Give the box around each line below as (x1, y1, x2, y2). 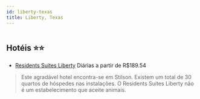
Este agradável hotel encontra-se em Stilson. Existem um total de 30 (21, 74, 192, 81)
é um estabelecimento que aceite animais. (21, 86, 126, 94)
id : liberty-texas (6, 8, 53, 15)
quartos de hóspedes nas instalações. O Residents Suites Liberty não (21, 80, 195, 88)
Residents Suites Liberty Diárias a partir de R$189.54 (15, 62, 147, 69)
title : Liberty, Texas (6, 14, 63, 21)
